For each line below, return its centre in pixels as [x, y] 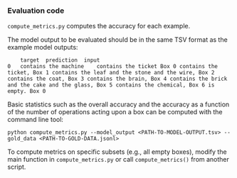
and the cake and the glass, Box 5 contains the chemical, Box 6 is [111, 85]
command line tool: [36, 120]
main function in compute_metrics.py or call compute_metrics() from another [118, 160]
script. [17, 167]
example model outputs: [43, 48]
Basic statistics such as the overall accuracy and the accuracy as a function [118, 104]
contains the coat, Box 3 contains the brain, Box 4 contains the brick [117, 79]
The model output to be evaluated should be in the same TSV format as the [117, 40]
